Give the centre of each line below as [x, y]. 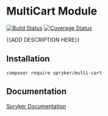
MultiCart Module [52, 11]
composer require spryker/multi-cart [54, 73]
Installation [28, 59]
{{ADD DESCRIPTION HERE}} [43, 39]
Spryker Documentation [36, 106]
